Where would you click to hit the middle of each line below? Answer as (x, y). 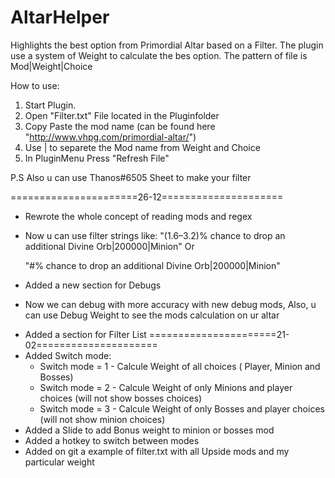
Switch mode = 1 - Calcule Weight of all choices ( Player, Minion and (180, 366)
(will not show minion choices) (102, 419)
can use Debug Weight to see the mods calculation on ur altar (152, 315)
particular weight (59, 462)
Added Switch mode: (68, 355)
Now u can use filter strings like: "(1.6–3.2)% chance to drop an (155, 235)
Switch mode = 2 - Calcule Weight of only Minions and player (166, 387)
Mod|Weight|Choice (51, 66)
